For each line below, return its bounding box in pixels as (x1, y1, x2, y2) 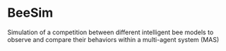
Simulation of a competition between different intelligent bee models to (7, 28, 214, 36)
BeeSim (7, 5, 54, 21)
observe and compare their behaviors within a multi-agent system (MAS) (7, 35, 220, 43)
